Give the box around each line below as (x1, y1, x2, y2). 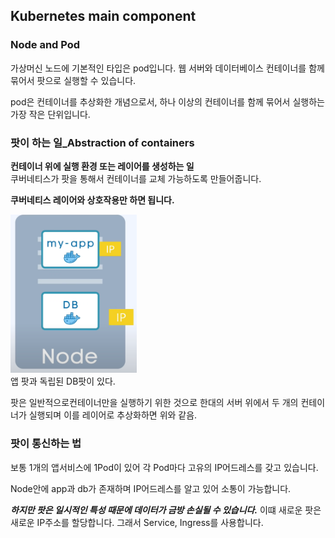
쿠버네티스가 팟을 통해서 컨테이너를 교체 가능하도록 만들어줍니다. (10, 172, 262, 184)
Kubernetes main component (10, 8, 197, 25)
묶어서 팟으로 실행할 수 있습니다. (10, 74, 137, 86)
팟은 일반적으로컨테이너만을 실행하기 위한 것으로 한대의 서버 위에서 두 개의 (10, 397, 299, 409)
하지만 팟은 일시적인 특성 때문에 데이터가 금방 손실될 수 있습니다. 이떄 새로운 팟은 (10, 504, 322, 516)
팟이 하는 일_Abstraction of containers (10, 135, 195, 149)
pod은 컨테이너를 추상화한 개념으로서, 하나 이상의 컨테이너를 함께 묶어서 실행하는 (10, 95, 325, 108)
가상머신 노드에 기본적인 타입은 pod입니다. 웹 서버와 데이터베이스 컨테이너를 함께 (10, 62, 325, 74)
